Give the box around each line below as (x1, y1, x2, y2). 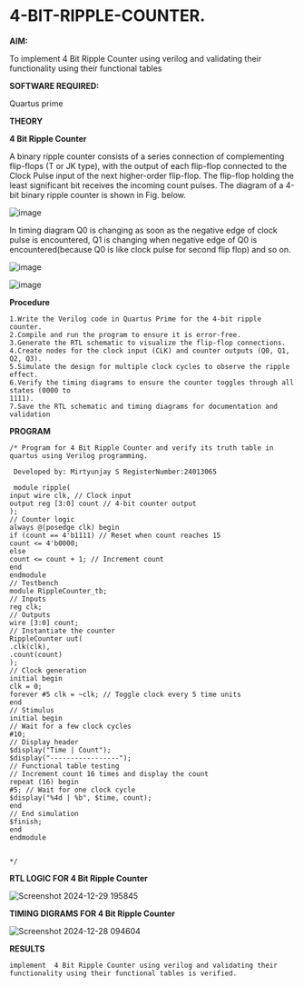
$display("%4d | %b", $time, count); (9, 793, 152, 803)
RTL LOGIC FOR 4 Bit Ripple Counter (9, 872, 148, 883)
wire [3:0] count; (9, 618, 79, 627)
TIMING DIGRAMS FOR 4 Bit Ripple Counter (9, 908, 175, 919)
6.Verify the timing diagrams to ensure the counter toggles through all (9, 378, 295, 387)
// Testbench (9, 578, 59, 587)
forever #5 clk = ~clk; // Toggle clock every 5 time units (9, 690, 242, 699)
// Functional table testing (9, 761, 120, 771)
